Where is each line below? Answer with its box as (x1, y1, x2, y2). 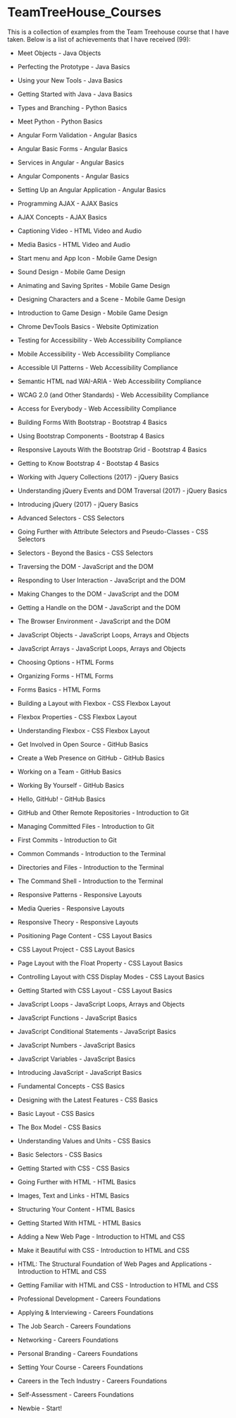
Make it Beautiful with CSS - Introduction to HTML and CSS (17, 1246, 190, 1254)
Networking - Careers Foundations (17, 1335, 118, 1344)
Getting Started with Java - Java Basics (17, 90, 132, 98)
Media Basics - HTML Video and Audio (17, 240, 130, 248)
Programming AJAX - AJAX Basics (17, 199, 118, 208)
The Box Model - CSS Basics (17, 1123, 101, 1131)
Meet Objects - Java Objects (17, 49, 101, 57)
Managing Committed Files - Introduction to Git (17, 822, 155, 830)
